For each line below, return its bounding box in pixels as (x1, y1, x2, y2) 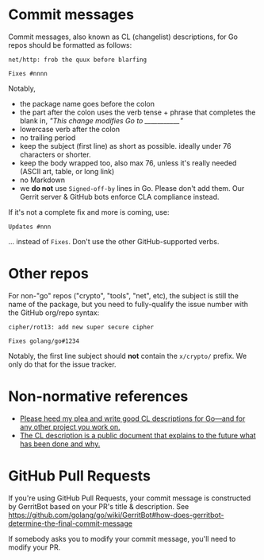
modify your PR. (8, 542, 61, 552)
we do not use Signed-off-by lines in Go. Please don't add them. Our (19, 183, 245, 192)
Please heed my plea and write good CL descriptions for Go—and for (19, 414, 246, 423)
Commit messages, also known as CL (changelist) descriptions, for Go (8, 32, 238, 41)
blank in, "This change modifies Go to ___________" (19, 115, 184, 125)
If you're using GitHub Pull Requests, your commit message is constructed (8, 493, 251, 503)
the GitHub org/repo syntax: (8, 308, 100, 317)
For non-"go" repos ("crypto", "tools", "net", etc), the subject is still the (8, 290, 239, 300)
